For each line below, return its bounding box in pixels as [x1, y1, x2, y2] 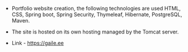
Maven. [11, 17, 31, 24]
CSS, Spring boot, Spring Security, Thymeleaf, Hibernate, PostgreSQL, [11, 11, 183, 18]
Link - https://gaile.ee [11, 40, 64, 46]
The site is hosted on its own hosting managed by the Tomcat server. [11, 28, 179, 35]
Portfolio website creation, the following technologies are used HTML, [11, 5, 181, 12]
